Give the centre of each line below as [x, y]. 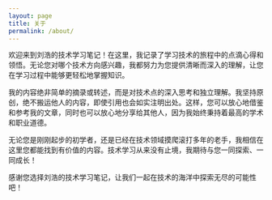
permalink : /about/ [41, 31]
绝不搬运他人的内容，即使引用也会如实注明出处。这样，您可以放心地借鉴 [143, 103]
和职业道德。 [30, 123]
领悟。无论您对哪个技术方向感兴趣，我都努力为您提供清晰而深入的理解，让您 [136, 65]
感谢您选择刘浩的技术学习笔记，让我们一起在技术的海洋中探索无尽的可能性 [132, 177]
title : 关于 [27, 23]
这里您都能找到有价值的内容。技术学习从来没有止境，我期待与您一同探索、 [132, 150]
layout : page [30, 16]
